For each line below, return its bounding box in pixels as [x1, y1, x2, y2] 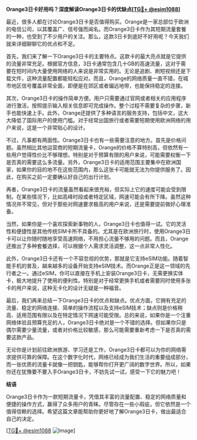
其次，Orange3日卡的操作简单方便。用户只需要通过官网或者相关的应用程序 [6, 95, 186, 102]
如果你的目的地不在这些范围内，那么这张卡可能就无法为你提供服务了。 [16, 166, 186, 173]
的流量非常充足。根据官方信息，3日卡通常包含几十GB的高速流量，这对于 [6, 60, 181, 67]
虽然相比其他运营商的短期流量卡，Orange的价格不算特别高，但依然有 [16, 144, 184, 151]
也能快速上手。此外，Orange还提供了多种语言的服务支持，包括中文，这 [11, 109, 184, 116]
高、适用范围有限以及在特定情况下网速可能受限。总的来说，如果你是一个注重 [6, 312, 191, 318]
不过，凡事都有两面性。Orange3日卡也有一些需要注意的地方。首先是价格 [6, 136, 182, 144]
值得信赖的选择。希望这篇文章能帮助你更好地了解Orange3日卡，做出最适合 [6, 408, 186, 415]
